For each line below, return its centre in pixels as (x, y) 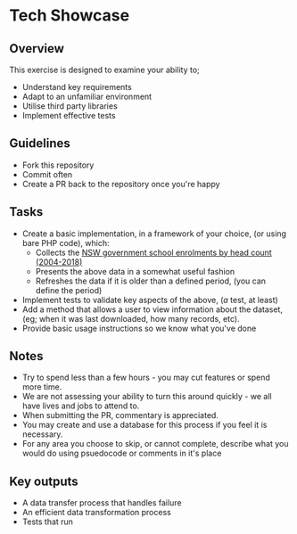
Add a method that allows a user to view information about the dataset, (153, 309)
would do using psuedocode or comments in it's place (122, 453)
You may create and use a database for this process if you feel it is (144, 425)
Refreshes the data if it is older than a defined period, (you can (150, 281)
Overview (37, 49)
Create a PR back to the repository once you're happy (121, 184)
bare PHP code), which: (66, 242)
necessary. (42, 434)
